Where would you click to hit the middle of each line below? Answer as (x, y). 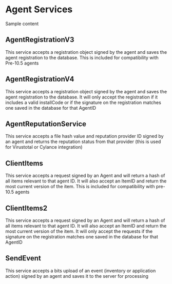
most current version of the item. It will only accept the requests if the (79, 231)
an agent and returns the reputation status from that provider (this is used (83, 141)
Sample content (22, 24)
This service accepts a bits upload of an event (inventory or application (81, 271)
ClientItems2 (26, 208)
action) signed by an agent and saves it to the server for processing (77, 276)
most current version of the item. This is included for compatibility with (80, 187)
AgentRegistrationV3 (40, 40)
